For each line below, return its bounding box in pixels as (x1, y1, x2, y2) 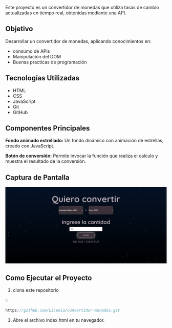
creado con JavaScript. (5, 143, 55, 149)
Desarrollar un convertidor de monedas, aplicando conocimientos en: (5, 38, 152, 44)
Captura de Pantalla (5, 173, 70, 182)
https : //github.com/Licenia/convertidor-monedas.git (5, 308, 120, 313)
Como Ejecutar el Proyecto (5, 273, 92, 282)
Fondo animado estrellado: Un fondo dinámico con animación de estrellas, (5, 138, 164, 144)
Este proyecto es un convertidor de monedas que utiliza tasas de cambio (5, 5, 159, 10)
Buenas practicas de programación (12, 59, 87, 65)
